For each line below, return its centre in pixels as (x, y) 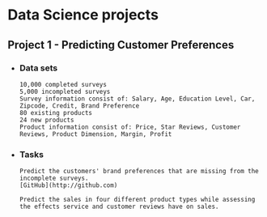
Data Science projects (83, 15)
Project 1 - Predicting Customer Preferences (121, 45)
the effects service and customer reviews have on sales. (119, 207)
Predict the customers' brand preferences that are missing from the (139, 172)
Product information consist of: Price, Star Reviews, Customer (130, 127)
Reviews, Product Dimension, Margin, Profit (95, 134)
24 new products (47, 120)
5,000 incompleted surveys (65, 91)
